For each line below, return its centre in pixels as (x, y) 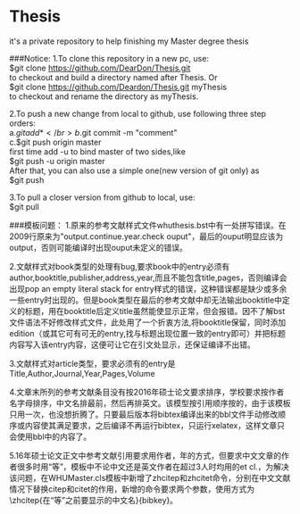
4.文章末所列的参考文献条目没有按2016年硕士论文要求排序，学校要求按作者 (147, 392)
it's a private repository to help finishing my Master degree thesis (129, 41)
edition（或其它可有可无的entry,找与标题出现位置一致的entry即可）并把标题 (147, 333)
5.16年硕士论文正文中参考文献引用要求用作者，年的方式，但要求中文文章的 (146, 455)
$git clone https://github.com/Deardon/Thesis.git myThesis (118, 87)
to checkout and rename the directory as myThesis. (104, 96)
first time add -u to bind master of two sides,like (97, 151)
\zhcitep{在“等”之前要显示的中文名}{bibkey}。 (94, 500)
